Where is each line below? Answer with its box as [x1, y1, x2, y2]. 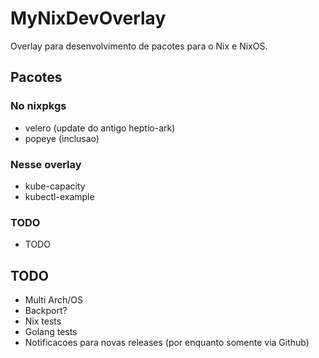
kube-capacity [24, 180, 86, 192]
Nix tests [24, 315, 62, 327]
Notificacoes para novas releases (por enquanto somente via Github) [24, 337, 310, 349]
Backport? [24, 305, 68, 317]
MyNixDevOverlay [10, 7, 167, 30]
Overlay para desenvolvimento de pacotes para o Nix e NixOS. [10, 40, 268, 52]
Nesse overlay [10, 157, 82, 171]
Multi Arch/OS [24, 294, 83, 306]
